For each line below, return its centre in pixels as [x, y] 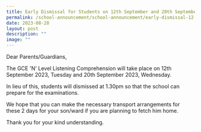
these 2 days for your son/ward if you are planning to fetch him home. [92, 111]
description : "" [26, 34]
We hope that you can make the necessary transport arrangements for [93, 104]
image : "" [19, 40]
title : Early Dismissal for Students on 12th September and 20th [89, 12]
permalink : [20, 17]
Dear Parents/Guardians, [36, 57]
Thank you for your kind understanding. [55, 122]
